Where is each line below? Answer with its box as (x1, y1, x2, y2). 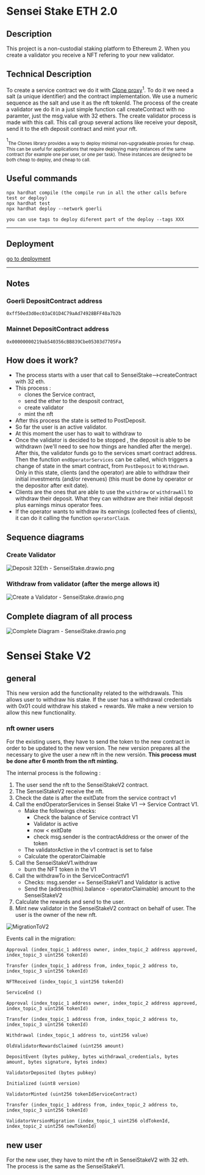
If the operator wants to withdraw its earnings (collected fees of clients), (15, 508, 197, 515)
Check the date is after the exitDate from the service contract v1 (15, 794, 176, 802)
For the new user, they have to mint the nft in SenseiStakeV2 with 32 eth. (6, 1156, 189, 1163)
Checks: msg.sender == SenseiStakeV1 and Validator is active (24, 879, 180, 886)
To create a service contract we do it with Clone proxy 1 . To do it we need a (6, 85, 194, 94)
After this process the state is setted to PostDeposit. (15, 417, 146, 424)
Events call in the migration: (6, 935, 76, 943)
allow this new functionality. (6, 709, 76, 716)
